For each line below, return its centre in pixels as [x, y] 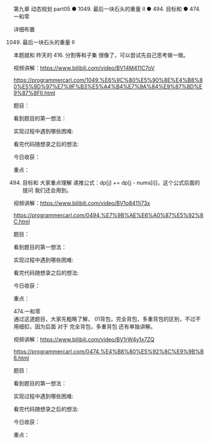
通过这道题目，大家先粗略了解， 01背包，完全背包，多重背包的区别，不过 [105, 319]
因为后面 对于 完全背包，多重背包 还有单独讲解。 [95, 326]
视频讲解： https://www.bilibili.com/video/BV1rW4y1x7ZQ [84, 339]
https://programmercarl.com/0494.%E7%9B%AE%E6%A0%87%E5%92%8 [109, 215]
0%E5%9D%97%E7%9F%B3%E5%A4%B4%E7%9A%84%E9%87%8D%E [108, 86]
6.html [21, 358]
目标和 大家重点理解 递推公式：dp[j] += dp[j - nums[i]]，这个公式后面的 [111, 183]
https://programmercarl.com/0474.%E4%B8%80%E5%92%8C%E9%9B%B [109, 351]
